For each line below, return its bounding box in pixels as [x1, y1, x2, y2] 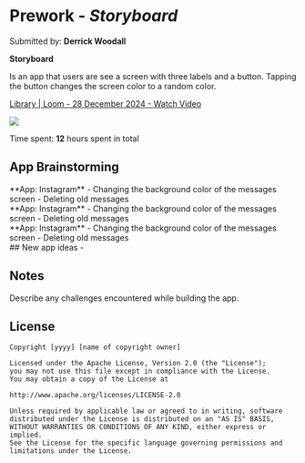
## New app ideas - [9, 242, 85, 252]
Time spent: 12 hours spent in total [9, 133, 139, 144]
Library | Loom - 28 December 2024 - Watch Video [9, 98, 202, 109]
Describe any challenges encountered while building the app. [9, 293, 239, 304]
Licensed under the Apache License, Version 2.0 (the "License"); [9, 359, 267, 368]
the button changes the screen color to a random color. [9, 80, 217, 91]
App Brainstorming [9, 159, 120, 175]
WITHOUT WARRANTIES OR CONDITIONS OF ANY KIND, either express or [9, 423, 267, 432]
